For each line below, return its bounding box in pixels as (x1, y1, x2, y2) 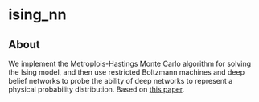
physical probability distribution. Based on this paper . (8, 84, 185, 94)
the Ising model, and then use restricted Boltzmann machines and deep (8, 67, 245, 77)
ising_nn (8, 6, 67, 24)
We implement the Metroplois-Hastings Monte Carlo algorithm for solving (8, 59, 252, 68)
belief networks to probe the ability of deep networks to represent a (8, 76, 233, 85)
